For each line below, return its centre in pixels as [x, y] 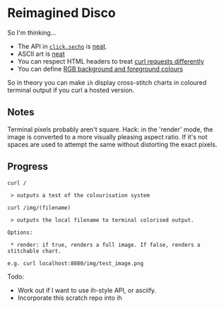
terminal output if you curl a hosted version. [71, 90]
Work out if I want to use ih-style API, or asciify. [87, 290]
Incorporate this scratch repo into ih [70, 298]
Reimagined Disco [61, 13]
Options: [20, 232]
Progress [28, 167]
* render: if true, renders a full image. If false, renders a [105, 245]
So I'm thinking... [32, 33]
